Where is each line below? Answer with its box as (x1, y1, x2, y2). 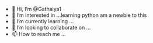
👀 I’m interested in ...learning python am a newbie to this (11, 12, 147, 19)
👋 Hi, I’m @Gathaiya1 (11, 6, 61, 12)
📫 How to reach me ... (11, 31, 66, 37)
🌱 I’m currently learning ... (11, 18, 74, 24)
